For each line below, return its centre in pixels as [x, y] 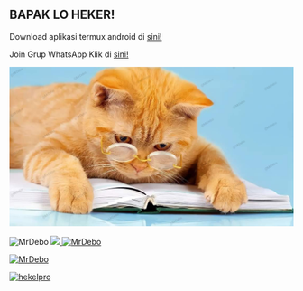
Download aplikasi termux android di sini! [86, 36]
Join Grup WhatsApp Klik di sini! [69, 54]
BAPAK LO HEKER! [62, 15]
